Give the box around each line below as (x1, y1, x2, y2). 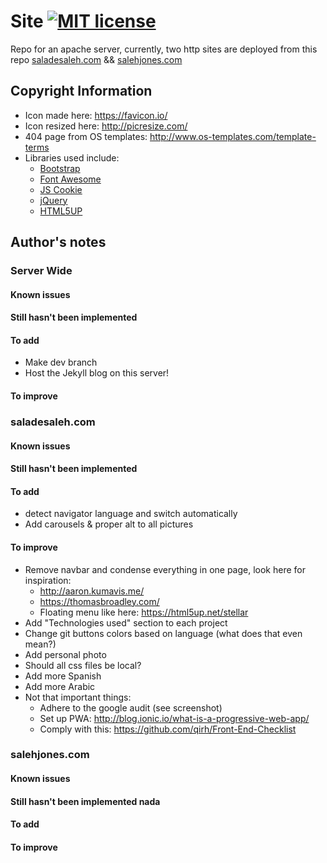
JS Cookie (39, 183, 83, 195)
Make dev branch (24, 356, 98, 369)
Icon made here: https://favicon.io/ (24, 109, 168, 121)
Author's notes (10, 234, 107, 251)
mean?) (24, 638, 57, 650)
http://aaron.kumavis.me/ (39, 585, 145, 597)
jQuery (39, 194, 68, 206)
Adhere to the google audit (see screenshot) (39, 701, 223, 714)
